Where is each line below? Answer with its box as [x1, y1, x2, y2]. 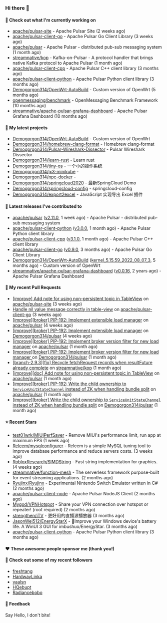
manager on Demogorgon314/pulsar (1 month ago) [12, 354, 117, 360]
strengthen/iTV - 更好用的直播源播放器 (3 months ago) [12, 512, 125, 518]
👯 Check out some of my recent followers [5, 557, 92, 563]
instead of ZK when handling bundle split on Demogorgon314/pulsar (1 [12, 402, 158, 408]
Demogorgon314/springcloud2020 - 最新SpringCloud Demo [12, 180, 136, 186]
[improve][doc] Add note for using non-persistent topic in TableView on [12, 370, 160, 376]
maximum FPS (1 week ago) [12, 437, 70, 443]
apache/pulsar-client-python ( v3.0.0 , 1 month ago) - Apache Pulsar [12, 225, 151, 231]
